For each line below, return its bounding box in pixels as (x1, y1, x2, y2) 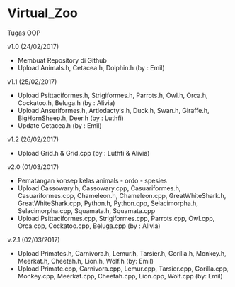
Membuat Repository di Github (17, 55, 108, 65)
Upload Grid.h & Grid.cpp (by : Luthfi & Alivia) (17, 148, 150, 157)
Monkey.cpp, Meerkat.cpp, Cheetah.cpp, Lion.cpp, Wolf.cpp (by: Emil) (17, 271, 223, 280)
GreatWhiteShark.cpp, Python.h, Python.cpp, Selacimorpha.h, (17, 199, 198, 207)
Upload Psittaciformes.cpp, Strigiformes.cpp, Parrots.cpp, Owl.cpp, (17, 214, 215, 222)
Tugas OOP (7, 28, 41, 37)
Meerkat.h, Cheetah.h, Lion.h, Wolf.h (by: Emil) (17, 256, 154, 265)
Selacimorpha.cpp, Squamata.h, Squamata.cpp (17, 206, 156, 215)
